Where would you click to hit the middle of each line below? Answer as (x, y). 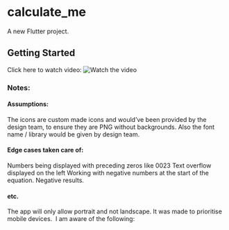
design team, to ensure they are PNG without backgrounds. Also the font (111, 127)
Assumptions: (28, 104)
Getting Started (41, 53)
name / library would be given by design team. (74, 134)
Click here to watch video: (44, 69)
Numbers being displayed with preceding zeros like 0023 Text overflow (109, 166)
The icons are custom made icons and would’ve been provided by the (107, 119)
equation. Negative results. (46, 180)
